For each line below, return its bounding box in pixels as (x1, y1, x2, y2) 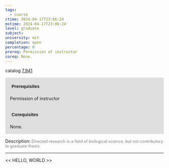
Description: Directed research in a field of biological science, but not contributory (5, 138, 163, 144)
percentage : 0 (5, 45, 35, 50)
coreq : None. (5, 54, 33, 59)
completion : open (5, 40, 42, 45)
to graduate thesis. (5, 143, 41, 149)
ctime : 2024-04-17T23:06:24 (5, 17, 64, 22)
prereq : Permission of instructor (5, 49, 78, 54)
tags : (5, 7, 17, 13)
